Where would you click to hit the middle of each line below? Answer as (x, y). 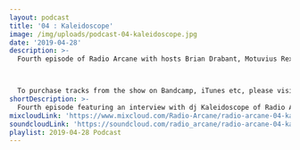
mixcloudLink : (36, 116)
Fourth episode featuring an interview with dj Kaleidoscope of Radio (151, 107)
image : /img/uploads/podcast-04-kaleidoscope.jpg (104, 34)
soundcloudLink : (39, 124)
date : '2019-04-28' (46, 42)
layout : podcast (39, 17)
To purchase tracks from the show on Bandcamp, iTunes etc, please (146, 91)
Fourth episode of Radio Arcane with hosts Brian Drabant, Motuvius (147, 59)
